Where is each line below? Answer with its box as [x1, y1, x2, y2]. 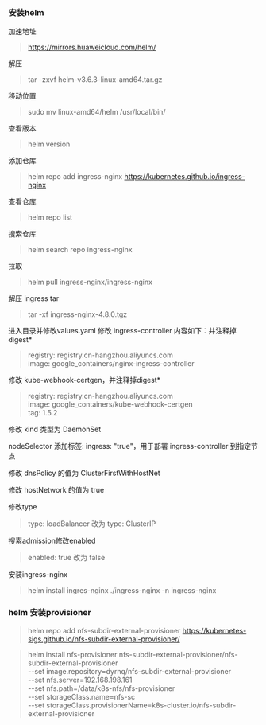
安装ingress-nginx [8, 570, 67, 579]
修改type [8, 502, 37, 512]
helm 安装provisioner [8, 607, 91, 618]
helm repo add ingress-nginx [27, 172, 123, 181]
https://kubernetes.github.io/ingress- [124, 172, 246, 181]
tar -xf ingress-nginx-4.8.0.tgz [27, 310, 128, 319]
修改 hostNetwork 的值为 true [8, 485, 105, 495]
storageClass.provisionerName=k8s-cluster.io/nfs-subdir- [46, 700, 237, 710]
